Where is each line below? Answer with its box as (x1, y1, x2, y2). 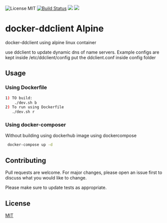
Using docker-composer (5, 121, 66, 128)
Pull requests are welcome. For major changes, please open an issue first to (5, 169, 162, 175)
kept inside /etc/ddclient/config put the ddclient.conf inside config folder (5, 54, 156, 60)
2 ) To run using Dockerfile (5, 105, 64, 110)
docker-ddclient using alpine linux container (5, 39, 97, 45)
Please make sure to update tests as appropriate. (5, 184, 107, 190)
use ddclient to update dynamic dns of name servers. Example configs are (5, 49, 159, 55)
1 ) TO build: (5, 95, 33, 100)
